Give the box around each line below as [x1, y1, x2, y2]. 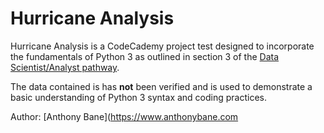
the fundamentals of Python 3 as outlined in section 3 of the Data [10, 50, 280, 62]
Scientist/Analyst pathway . [10, 61, 120, 73]
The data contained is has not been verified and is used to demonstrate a [10, 80, 313, 92]
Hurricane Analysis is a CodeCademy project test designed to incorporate [10, 40, 315, 52]
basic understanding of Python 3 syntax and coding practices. [10, 91, 268, 103]
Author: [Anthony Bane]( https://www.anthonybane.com [10, 110, 239, 122]
